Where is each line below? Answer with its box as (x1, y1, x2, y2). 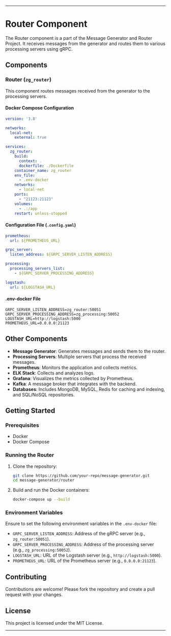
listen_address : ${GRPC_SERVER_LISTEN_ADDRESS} (10, 252, 113, 257)
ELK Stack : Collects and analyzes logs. (12, 369, 95, 376)
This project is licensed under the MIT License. (5, 620, 104, 626)
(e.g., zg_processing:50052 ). (12, 547, 71, 553)
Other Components (5, 335, 68, 343)
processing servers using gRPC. (5, 46, 73, 52)
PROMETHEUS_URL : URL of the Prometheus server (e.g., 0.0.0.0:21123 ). (12, 558, 157, 564)
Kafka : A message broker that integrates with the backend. (12, 381, 137, 387)
